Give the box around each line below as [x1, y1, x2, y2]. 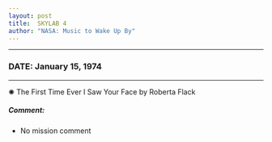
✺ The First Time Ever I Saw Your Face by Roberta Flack [8, 86, 196, 97]
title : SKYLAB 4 [8, 19, 67, 27]
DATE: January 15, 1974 [8, 61, 103, 73]
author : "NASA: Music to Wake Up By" [8, 27, 136, 35]
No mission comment [19, 126, 91, 136]
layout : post [8, 11, 53, 20]
